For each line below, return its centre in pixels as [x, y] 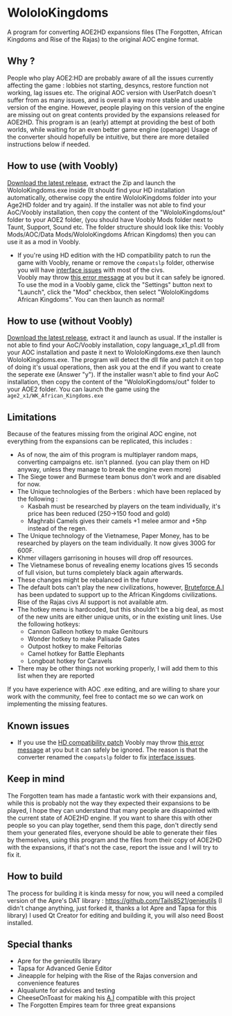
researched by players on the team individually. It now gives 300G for [116, 543]
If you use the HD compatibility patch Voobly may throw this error [110, 742]
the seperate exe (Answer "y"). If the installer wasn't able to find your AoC [113, 374]
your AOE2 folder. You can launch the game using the [83, 389]
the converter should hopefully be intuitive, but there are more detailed [108, 137]
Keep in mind [36, 779]
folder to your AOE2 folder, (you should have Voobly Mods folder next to [110, 219]
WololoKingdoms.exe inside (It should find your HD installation [96, 190]
